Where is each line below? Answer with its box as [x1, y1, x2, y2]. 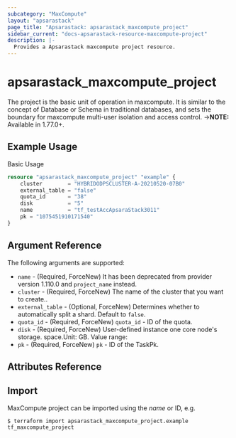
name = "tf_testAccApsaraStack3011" [20, 207, 160, 214]
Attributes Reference [7, 360, 102, 373]
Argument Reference [7, 240, 102, 252]
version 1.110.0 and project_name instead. [17, 279, 137, 288]
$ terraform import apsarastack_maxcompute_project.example [7, 417, 189, 424]
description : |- [7, 37, 55, 44]
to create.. [17, 294, 48, 303]
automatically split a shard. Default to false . [17, 310, 146, 319]
